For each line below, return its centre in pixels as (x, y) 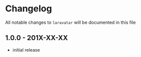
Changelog (29, 9)
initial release (26, 50)
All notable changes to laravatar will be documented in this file (70, 22)
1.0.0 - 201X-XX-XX (37, 38)
